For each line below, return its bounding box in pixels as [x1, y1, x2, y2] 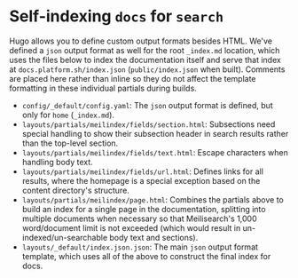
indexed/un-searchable [21, 232, 108, 242]
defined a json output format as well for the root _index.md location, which [9, 44, 280, 55]
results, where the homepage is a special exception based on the [21, 175, 261, 186]
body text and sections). [109, 232, 199, 242]
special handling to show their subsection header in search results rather [21, 128, 289, 139]
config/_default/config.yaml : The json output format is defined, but [21, 99, 273, 110]
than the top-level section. [21, 138, 119, 148]
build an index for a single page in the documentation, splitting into [21, 203, 266, 214]
